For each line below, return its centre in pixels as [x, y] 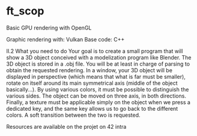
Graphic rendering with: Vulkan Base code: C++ [65, 39]
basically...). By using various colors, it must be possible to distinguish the [98, 89]
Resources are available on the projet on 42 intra [66, 126]
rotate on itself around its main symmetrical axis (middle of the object [92, 83]
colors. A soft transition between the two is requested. [73, 115]
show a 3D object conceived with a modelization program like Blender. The [99, 57]
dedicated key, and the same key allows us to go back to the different [92, 108]
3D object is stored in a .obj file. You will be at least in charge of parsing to [98, 64]
